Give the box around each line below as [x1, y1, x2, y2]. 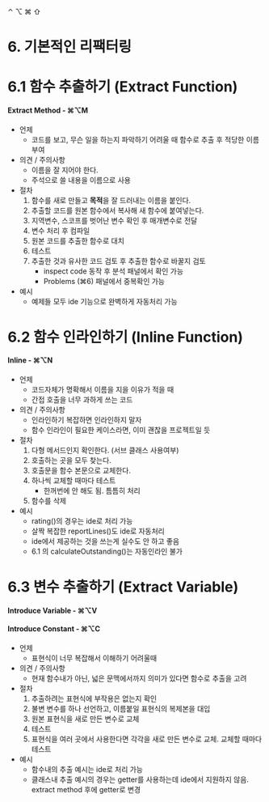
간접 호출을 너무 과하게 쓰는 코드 [31, 394, 133, 404]
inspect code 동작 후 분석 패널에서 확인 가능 [43, 266, 183, 276]
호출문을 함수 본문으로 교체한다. [31, 465, 131, 475]
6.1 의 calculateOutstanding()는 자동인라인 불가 [31, 546, 183, 556]
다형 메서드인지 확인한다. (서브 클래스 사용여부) [31, 445, 179, 455]
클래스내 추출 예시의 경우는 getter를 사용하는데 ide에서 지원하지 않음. [31, 774, 250, 784]
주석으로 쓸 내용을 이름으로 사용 [31, 175, 131, 185]
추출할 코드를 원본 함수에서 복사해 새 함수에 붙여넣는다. [31, 206, 204, 215]
